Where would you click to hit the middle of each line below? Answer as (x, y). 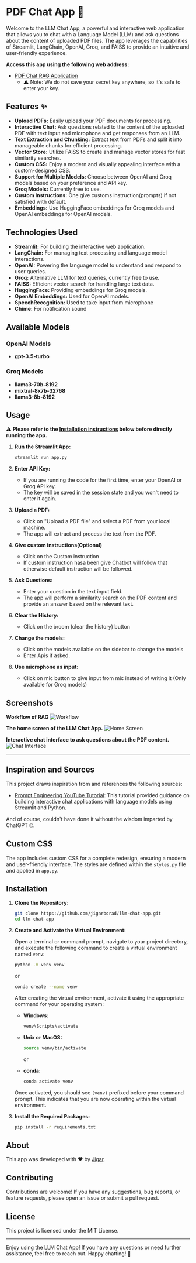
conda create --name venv (46, 987)
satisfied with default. (41, 201)
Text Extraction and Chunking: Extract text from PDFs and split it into (98, 139)
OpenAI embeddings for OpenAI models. (63, 214)
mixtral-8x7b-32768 (40, 390)
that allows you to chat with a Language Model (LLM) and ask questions (92, 34)
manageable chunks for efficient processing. (68, 145)
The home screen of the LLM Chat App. (55, 729)
